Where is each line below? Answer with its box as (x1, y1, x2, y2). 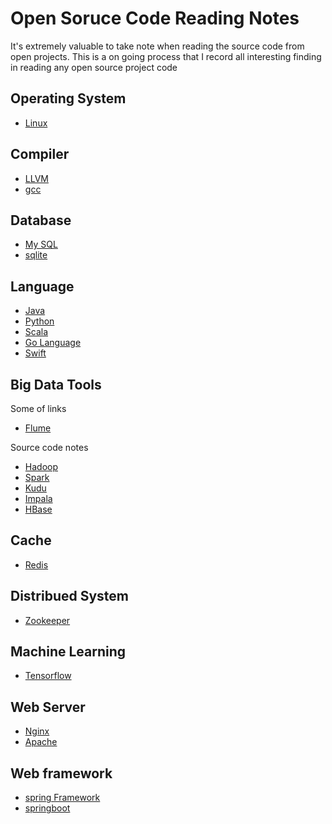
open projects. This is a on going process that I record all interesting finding (10, 50, 322, 62)
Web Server (10, 698, 86, 716)
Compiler (10, 146, 70, 163)
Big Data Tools (10, 376, 102, 393)
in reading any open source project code (10, 61, 178, 73)
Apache (24, 736, 58, 748)
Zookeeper (24, 614, 71, 626)
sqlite (24, 249, 48, 261)
